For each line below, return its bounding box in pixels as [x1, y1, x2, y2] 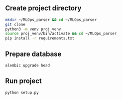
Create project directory [5, 4, 82, 12]
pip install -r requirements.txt [5, 36, 75, 41]
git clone [5, 22, 26, 27]
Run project [5, 77, 42, 85]
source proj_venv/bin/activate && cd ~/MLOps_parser [5, 31, 117, 36]
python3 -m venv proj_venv [5, 26, 61, 31]
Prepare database [5, 49, 62, 58]
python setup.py [5, 90, 39, 95]
